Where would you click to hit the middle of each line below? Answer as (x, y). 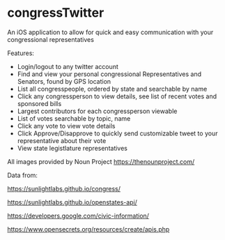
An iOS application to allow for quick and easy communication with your (110, 32)
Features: (21, 53)
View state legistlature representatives (72, 148)
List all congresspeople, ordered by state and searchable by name (112, 89)
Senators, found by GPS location (64, 81)
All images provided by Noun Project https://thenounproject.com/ (101, 161)
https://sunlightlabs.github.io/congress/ (64, 188)
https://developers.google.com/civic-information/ (78, 216)
